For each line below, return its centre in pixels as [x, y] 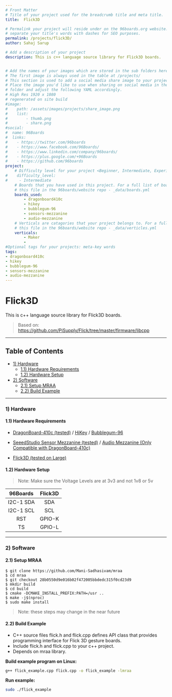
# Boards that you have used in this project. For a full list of [87, 185]
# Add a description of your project [46, 52]
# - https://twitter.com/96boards [46, 142]
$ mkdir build [20, 584]
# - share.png [28, 123]
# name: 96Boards [25, 133]
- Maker [32, 238]
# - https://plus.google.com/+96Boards [51, 157]
